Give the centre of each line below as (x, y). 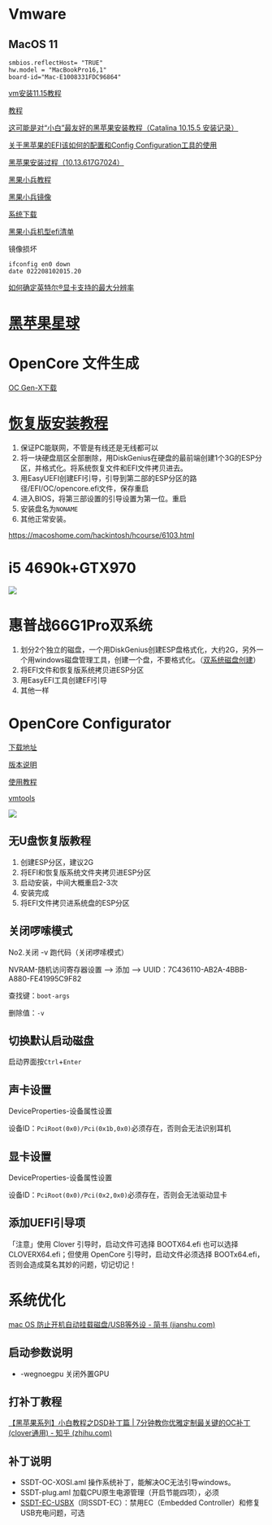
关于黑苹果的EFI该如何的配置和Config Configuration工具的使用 (113, 145)
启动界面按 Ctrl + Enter (45, 1062)
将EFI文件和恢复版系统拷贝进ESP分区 (82, 670)
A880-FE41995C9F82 (45, 978)
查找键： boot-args (39, 995)
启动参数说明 (41, 1353)
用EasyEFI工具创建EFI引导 (64, 679)
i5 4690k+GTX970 (72, 568)
